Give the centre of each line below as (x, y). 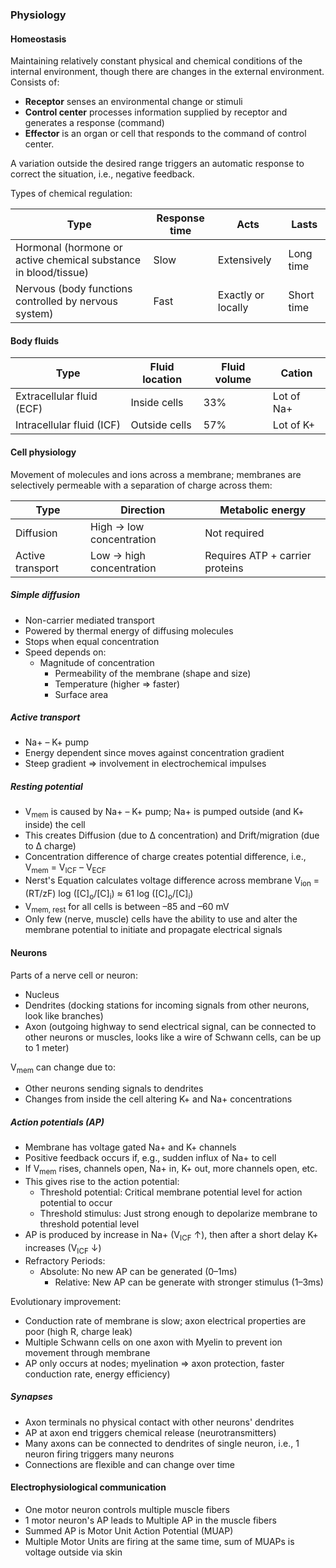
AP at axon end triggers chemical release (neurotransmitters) (150, 1432)
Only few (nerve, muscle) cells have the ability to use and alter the (161, 919)
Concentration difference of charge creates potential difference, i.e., (165, 857)
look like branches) (64, 1015)
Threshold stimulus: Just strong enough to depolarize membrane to (178, 1214)
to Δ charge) (50, 846)
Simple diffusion (45, 595)
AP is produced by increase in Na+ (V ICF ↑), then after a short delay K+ (171, 1236)
